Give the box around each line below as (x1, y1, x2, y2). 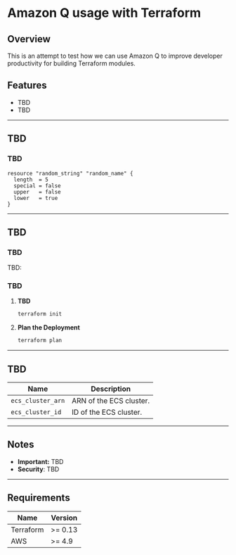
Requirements (7, 492, 70, 504)
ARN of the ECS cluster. (71, 396, 150, 406)
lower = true (13, 194, 58, 201)
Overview (7, 33, 51, 45)
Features (7, 80, 47, 92)
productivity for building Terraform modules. (7, 59, 136, 68)
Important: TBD (17, 457, 64, 466)
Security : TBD (17, 465, 60, 473)
